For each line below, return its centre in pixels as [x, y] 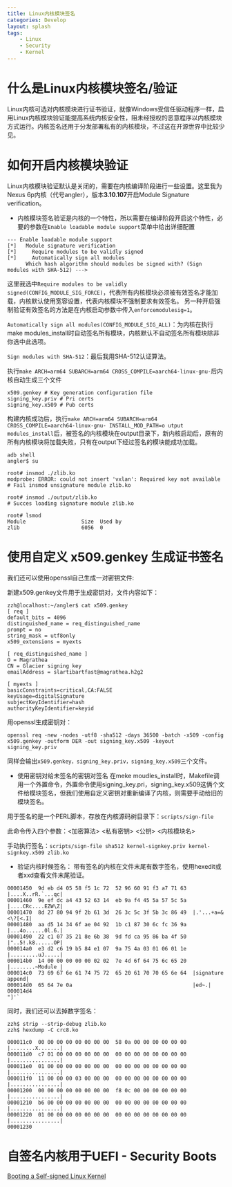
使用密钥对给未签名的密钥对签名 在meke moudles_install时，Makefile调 [118, 775]
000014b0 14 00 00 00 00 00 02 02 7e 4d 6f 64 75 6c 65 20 [97, 961]
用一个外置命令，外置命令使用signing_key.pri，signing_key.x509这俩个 [118, 784]
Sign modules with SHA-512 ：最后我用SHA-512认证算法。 [89, 356]
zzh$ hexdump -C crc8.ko [43, 1030]
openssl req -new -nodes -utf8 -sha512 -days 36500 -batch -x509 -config [116, 735]
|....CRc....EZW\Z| [35, 906]
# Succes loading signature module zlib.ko [71, 503]
